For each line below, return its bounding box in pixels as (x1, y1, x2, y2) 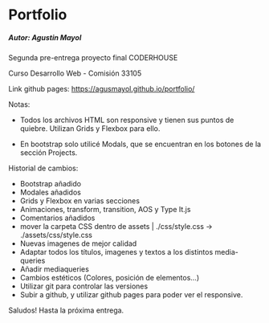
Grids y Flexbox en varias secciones (19, 196, 141, 206)
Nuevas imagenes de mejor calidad (19, 239, 137, 248)
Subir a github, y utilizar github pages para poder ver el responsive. (19, 290, 243, 300)
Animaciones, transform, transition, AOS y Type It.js (19, 205, 191, 215)
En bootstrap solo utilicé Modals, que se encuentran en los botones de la (19, 139, 262, 149)
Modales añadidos (19, 187, 82, 198)
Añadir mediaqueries (19, 264, 90, 274)
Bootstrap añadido (19, 179, 82, 189)
